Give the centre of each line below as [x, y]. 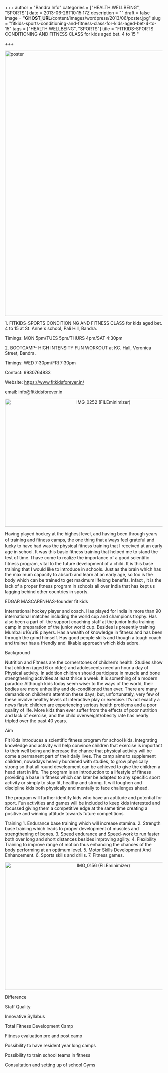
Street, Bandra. [21, 353]
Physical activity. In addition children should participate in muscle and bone [83, 673]
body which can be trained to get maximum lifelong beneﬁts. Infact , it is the [83, 580]
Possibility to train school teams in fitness [48, 1055]
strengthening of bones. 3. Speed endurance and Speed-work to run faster [82, 834]
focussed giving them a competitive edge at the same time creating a [76, 808]
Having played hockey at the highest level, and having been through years [81, 534]
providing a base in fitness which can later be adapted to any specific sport [83, 777]
